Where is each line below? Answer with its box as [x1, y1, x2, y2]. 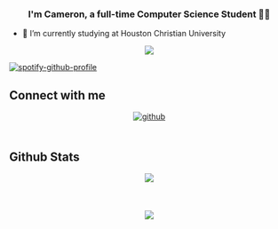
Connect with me [9, 88, 107, 103]
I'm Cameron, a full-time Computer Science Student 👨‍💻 [28, 8, 271, 20]
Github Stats [9, 149, 80, 164]
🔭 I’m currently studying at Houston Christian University [21, 28, 226, 39]
